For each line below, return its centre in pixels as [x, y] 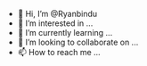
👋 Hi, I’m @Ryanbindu [57, 14]
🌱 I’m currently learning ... [65, 33]
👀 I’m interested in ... [55, 23]
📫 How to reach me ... [59, 52]
